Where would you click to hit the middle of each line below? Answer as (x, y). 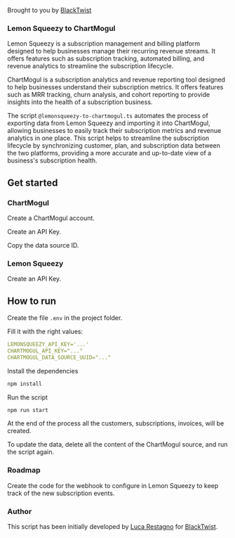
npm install (25, 384)
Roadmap (24, 470)
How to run (32, 301)
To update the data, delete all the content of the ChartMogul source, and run (117, 444)
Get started (33, 182)
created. (19, 431)
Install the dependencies (43, 371)
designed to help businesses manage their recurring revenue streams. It (112, 51)
